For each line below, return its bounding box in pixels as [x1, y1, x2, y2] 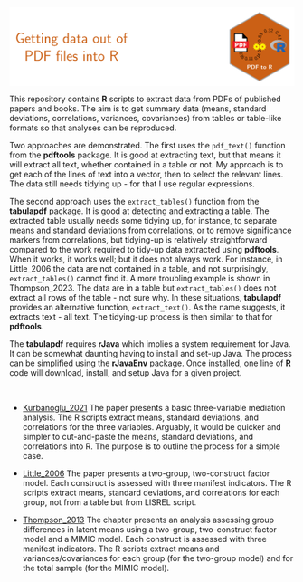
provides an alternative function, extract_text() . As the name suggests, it [9, 301, 286, 313]
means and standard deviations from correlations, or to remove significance [9, 224, 292, 236]
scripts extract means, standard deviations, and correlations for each [22, 487, 280, 499]
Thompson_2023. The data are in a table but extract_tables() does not [9, 282, 278, 293]
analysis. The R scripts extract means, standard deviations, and [22, 412, 260, 423]
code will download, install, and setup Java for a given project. [9, 367, 242, 378]
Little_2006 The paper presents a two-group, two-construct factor [22, 468, 270, 479]
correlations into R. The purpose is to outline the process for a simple [22, 441, 280, 452]
